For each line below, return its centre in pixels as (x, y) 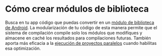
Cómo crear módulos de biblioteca (77, 9)
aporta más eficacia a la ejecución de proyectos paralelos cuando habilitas (81, 43)
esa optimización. (23, 48)
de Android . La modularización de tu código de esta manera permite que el (81, 27)
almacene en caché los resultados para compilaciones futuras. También (78, 38)
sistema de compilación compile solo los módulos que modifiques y (74, 33)
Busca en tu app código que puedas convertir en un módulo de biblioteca (80, 22)
